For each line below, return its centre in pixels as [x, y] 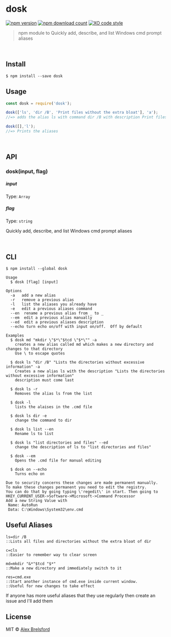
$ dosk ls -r [24, 389]
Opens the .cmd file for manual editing [58, 461]
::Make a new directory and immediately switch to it [64, 568]
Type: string [19, 221]
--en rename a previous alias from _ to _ [57, 313]
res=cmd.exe [18, 577]
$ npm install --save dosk [34, 76]
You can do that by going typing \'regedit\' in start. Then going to [82, 492]
